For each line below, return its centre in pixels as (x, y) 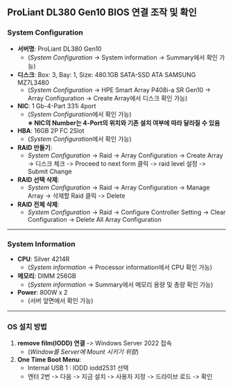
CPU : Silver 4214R (43, 259)
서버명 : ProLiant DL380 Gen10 (59, 49)
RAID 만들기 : (35, 147)
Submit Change (50, 171)
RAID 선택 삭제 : (38, 180)
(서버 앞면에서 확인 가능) (60, 300)
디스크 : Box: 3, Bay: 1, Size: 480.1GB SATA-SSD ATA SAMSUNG (106, 74)
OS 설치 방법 (27, 327)
